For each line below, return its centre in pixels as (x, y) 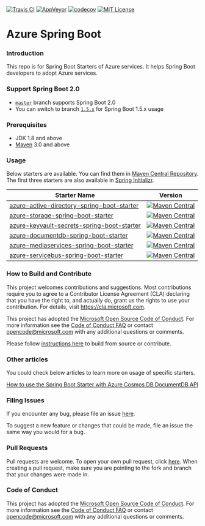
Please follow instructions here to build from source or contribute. (89, 344)
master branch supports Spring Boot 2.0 (65, 102)
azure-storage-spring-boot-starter (62, 216)
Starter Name (75, 195)
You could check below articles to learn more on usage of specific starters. (101, 372)
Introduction (25, 53)
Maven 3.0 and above (42, 145)
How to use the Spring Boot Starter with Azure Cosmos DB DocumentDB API (103, 384)
